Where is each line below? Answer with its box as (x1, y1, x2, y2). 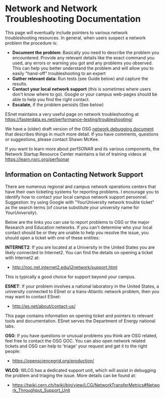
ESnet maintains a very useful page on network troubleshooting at (5, 111, 139, 117)
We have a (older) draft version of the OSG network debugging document (5, 126, 154, 132)
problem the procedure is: (5, 40, 58, 46)
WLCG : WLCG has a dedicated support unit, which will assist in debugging (5, 367, 156, 373)
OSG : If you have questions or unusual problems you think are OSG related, (5, 332, 158, 339)
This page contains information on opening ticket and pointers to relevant (5, 313, 154, 318)
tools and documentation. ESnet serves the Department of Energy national (5, 318, 156, 324)
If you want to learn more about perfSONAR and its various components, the (5, 146, 160, 152)
